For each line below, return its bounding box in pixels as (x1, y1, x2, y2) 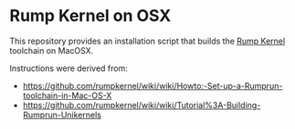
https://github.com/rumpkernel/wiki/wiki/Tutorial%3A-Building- (22, 99, 261, 110)
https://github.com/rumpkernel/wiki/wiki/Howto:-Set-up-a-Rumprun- (22, 80, 283, 91)
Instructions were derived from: (9, 63, 128, 74)
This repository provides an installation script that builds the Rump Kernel (9, 35, 286, 46)
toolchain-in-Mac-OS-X (22, 90, 112, 101)
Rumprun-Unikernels (22, 109, 102, 120)
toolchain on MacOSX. (9, 45, 94, 55)
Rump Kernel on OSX (9, 5, 172, 26)
